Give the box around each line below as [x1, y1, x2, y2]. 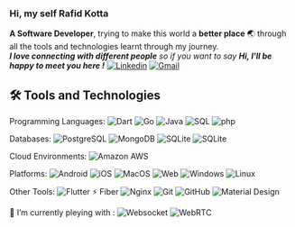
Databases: [9, 133, 52, 144]
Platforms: [9, 168, 48, 179]
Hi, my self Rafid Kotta [9, 7, 109, 20]
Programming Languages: [9, 116, 106, 127]
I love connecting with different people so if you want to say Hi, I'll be [9, 50, 272, 61]
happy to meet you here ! [9, 60, 106, 71]
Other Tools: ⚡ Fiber [9, 186, 119, 197]
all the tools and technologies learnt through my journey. [9, 41, 219, 52]
